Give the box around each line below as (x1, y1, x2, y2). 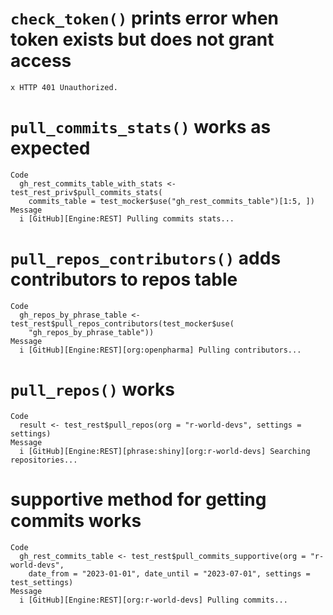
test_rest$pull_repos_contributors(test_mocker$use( (10, 318, 235, 329)
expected (10, 137, 91, 160)
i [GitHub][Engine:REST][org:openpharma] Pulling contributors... (19, 345, 302, 355)
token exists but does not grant (10, 28, 275, 51)
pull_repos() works (10, 378, 175, 401)
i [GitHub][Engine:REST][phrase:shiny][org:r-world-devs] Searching (19, 446, 311, 456)
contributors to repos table (10, 268, 238, 291)
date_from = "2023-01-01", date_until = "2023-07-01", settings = (28, 568, 311, 579)
